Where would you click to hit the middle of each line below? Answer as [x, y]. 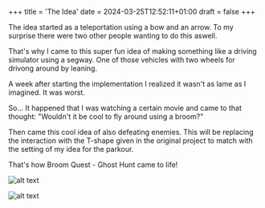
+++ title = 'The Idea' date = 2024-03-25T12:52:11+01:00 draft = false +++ [132, 12]
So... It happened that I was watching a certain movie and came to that [125, 108]
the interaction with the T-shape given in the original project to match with [130, 141]
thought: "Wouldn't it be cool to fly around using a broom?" [106, 116]
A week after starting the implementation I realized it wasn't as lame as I [127, 84]
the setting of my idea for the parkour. [71, 149]
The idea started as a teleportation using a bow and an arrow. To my [121, 27]
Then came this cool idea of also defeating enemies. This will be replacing [131, 132]
